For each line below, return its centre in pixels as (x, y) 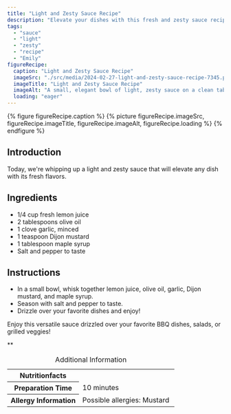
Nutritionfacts (43, 375)
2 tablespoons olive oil (49, 221)
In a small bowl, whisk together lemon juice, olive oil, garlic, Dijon (109, 289)
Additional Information (91, 360)
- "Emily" (27, 58)
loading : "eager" (38, 97)
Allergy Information (43, 401)
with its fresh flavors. (37, 176)
